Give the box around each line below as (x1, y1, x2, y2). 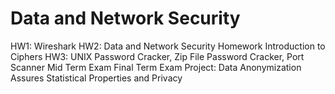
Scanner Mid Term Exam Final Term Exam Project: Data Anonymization (10, 61, 302, 73)
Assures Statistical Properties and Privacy (10, 72, 183, 84)
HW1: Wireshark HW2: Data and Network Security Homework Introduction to (10, 40, 326, 52)
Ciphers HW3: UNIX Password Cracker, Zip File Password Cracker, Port (10, 50, 305, 62)
